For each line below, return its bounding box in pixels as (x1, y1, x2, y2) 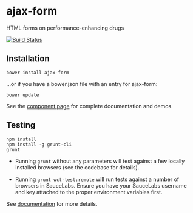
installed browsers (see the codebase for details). (15, 163, 140, 171)
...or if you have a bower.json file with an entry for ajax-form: (6, 80, 158, 87)
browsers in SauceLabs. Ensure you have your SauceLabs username (15, 182, 187, 189)
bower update (6, 92, 39, 98)
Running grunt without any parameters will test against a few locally (15, 157, 185, 165)
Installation (6, 53, 50, 64)
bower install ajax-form (6, 70, 69, 76)
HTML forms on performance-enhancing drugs (6, 24, 124, 31)
